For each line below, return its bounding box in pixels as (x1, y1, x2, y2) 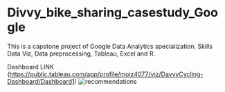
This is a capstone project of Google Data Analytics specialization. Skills (7, 42, 213, 50)
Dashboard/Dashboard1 (7, 77, 75, 85)
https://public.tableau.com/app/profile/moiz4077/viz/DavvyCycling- (9, 70, 204, 78)
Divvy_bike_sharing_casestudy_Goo (7, 5, 218, 21)
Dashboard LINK (7, 62, 54, 71)
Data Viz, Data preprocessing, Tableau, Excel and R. (7, 49, 156, 58)
